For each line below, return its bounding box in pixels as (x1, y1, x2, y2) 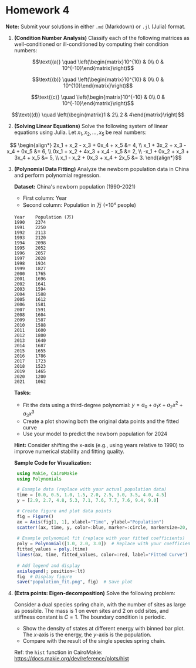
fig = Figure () (16, 513, 54, 519)
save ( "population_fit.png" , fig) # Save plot (16, 579, 133, 585)
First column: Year (22, 194, 67, 202)
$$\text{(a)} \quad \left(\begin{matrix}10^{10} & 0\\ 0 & (32, 58, 164, 65)
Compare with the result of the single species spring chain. (22, 637, 165, 644)
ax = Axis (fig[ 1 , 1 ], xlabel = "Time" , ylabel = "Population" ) (16, 519, 164, 525)
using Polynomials (16, 476, 62, 482)
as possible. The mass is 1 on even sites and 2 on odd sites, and (13, 607, 169, 615)
